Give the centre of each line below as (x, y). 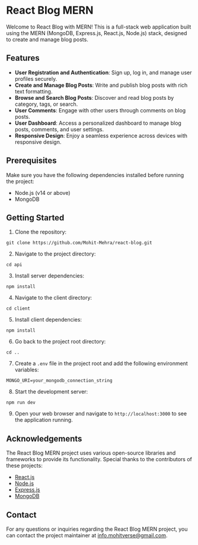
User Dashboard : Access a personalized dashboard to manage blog (98, 123)
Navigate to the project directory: (55, 254)
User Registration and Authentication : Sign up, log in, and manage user (103, 73)
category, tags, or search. (46, 104)
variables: (27, 370)
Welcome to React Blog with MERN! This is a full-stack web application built (99, 27)
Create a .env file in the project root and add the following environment (101, 364)
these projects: (24, 466)
